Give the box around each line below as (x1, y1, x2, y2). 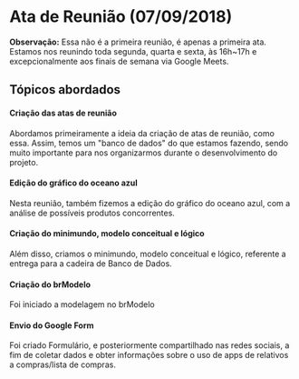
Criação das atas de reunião (9, 107, 118, 118)
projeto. (9, 156, 39, 167)
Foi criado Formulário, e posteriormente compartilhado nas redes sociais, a (9, 340, 290, 351)
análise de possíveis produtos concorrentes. (9, 207, 175, 218)
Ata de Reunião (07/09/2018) (9, 6, 233, 27)
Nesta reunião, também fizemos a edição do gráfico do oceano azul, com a (9, 197, 291, 208)
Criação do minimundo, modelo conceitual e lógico (9, 228, 206, 239)
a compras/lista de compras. (9, 359, 116, 370)
